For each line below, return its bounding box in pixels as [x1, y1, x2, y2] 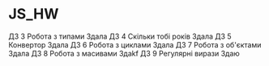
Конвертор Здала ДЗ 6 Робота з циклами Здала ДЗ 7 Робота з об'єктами [8, 39, 262, 49]
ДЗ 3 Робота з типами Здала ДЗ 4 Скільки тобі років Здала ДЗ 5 [8, 31, 233, 41]
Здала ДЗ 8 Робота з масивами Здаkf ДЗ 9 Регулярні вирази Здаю [8, 48, 241, 58]
